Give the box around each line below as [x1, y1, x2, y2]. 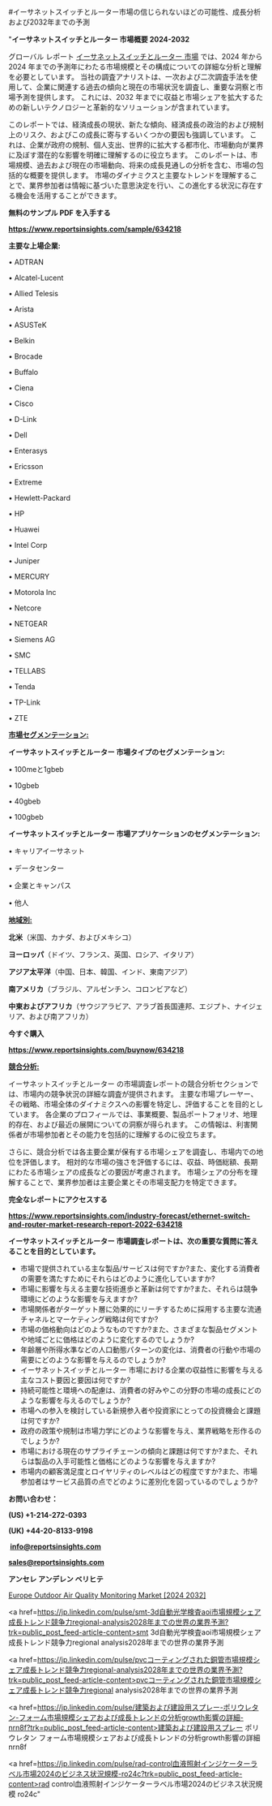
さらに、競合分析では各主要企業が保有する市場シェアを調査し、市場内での [8, 1147, 257, 1157]
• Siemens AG [8, 635, 55, 644]
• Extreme [8, 477, 43, 487]
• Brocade [8, 351, 43, 361]
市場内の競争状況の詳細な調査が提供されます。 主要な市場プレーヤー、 [22, 1089, 258, 1098]
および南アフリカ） [28, 1011, 93, 1021]
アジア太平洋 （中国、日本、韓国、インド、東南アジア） [8, 967, 193, 976]
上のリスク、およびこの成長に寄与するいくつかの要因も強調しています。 [8, 130, 249, 140]
